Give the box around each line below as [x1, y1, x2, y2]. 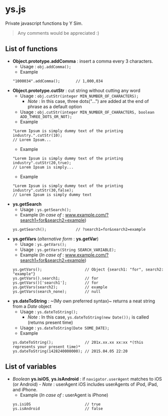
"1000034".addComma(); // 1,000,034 [12, 78, 103, 84]
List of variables [5, 362, 57, 371]
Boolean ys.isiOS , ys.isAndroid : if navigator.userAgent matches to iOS [12, 376, 162, 382]
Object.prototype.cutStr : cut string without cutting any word [12, 87, 141, 93]
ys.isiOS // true [12, 401, 101, 407]
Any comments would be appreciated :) [17, 30, 100, 36]
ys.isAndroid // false [12, 406, 103, 411]
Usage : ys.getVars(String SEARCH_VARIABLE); [20, 246, 117, 252]
